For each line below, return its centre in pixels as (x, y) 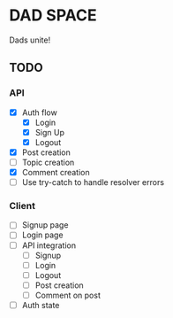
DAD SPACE (53, 16)
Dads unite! (30, 40)
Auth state (41, 305)
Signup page (45, 225)
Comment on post (68, 295)
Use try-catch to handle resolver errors (93, 182)
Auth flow (39, 112)
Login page (42, 235)
